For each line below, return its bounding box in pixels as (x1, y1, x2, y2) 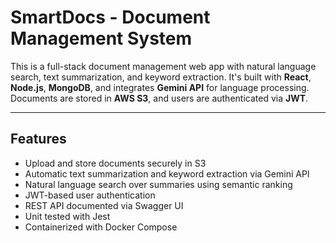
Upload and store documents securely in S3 (24, 157, 207, 169)
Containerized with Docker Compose (24, 221, 178, 233)
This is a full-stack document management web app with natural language (10, 60, 317, 72)
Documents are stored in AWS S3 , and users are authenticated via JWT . (10, 92, 309, 104)
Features (10, 131, 67, 148)
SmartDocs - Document (10, 6, 211, 29)
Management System (10, 27, 193, 50)
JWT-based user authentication (24, 189, 156, 201)
